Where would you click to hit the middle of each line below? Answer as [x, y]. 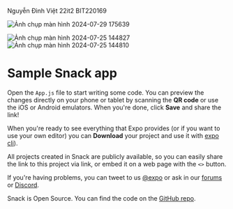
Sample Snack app [62, 73]
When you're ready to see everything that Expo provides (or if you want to [114, 128]
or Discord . [23, 185]
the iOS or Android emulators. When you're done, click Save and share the [114, 107]
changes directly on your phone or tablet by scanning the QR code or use [113, 100]
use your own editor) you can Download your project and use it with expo [113, 135]
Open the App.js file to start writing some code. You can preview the [106, 92]
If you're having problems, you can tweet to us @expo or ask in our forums [115, 177]
